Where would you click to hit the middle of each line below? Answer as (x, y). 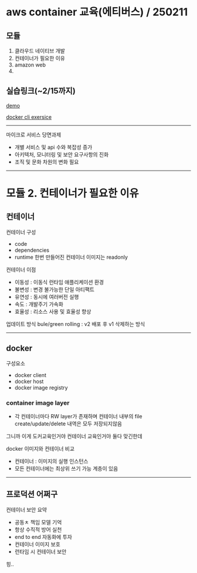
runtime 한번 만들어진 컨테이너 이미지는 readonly (71, 257)
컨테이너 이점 (21, 269)
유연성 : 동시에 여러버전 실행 (47, 297)
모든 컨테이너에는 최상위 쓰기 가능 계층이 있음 (66, 468)
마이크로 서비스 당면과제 (34, 134)
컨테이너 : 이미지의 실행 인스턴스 (51, 461)
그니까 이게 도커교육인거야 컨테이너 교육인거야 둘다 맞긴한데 (74, 436)
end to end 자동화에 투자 (43, 537)
